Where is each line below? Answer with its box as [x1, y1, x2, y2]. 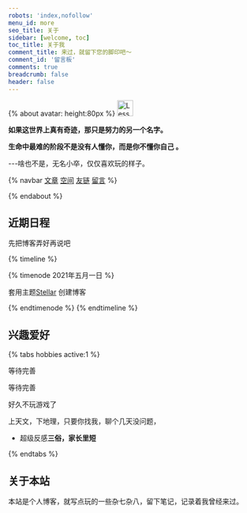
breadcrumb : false [8, 70, 69, 78]
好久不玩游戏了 [8, 400, 57, 409]
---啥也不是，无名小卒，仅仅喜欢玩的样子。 [8, 158, 150, 168]
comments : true [8, 63, 58, 71]
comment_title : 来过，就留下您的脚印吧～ [8, 48, 133, 56]
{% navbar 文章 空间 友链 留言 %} [8, 175, 118, 184]
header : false [8, 78, 55, 85]
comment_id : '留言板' [8, 56, 76, 64]
